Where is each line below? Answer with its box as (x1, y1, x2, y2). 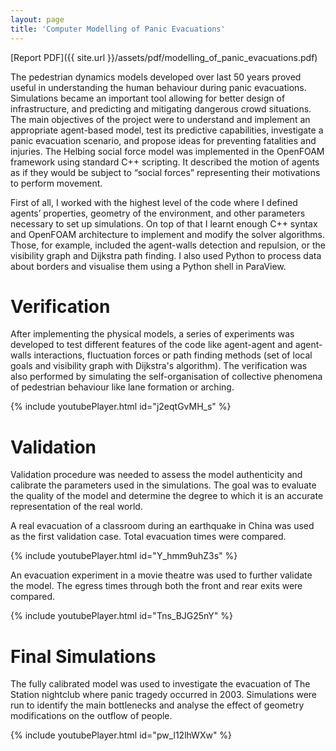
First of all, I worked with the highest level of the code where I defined (10, 196, 298, 208)
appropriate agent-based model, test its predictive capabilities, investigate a (10, 124, 324, 136)
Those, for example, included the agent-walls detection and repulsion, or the (10, 239, 326, 251)
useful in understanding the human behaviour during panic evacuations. (10, 81, 307, 93)
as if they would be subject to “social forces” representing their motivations (10, 166, 321, 178)
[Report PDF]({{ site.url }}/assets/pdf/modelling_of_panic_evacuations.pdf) (10, 51, 318, 63)
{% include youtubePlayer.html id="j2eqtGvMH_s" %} (10, 401, 232, 413)
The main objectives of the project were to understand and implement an (10, 113, 311, 125)
